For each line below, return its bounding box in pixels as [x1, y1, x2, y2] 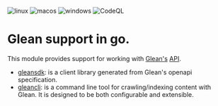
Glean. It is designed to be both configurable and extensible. [17, 90, 195, 98]
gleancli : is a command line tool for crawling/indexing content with [17, 83, 212, 91]
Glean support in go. [7, 32, 130, 47]
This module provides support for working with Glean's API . [7, 54, 182, 62]
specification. [17, 75, 58, 84]
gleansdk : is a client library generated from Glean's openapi [17, 67, 193, 77]
